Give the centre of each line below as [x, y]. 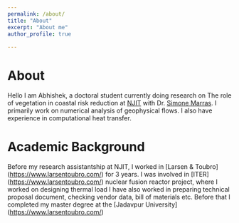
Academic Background [76, 147]
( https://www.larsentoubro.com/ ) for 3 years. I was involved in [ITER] [108, 174]
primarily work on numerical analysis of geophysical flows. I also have [110, 110]
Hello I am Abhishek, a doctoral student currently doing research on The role [119, 95]
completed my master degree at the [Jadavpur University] [92, 204]
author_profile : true [39, 34]
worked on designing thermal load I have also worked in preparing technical [118, 189]
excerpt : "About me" [38, 27]
